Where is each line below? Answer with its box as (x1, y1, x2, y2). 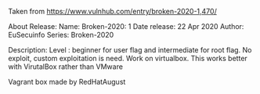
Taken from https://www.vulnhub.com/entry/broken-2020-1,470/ (8, 7, 217, 16)
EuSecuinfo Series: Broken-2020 (8, 31, 114, 39)
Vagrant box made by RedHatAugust (8, 78, 126, 86)
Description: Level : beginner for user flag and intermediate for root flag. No (8, 45, 252, 54)
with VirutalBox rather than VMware (8, 62, 124, 71)
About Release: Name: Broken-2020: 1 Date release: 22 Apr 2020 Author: (8, 22, 244, 31)
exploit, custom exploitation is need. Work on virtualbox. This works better (8, 54, 248, 63)
